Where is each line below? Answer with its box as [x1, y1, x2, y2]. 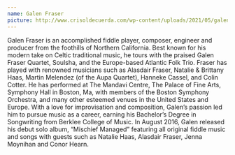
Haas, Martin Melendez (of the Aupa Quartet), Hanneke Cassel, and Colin [7, 73, 219, 81]
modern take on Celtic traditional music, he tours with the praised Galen [7, 50, 215, 59]
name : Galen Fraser [7, 10, 64, 17]
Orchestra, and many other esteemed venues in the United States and [7, 95, 208, 103]
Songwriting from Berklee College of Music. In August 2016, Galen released [7, 117, 225, 126]
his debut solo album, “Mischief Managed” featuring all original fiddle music [7, 125, 226, 133]
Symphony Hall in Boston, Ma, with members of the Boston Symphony [7, 88, 210, 96]
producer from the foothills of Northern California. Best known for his [7, 43, 206, 52]
